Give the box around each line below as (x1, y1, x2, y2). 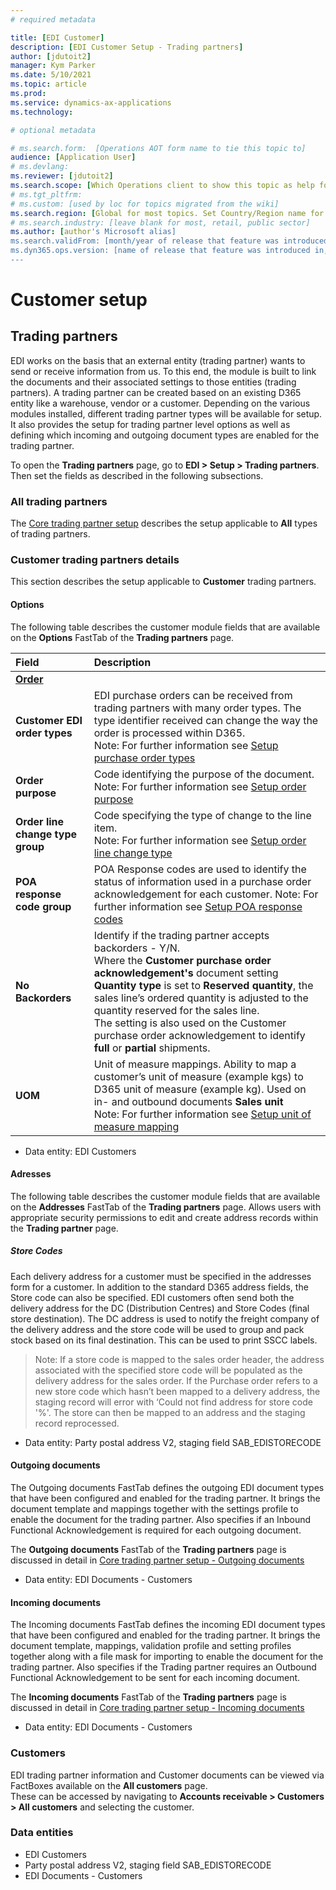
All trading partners (10, 494, 108, 508)
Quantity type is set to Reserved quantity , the (93, 978, 314, 992)
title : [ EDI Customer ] (10, 32, 105, 43)
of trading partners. (10, 528, 91, 540)
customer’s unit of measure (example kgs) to (93, 1069, 304, 1083)
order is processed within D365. (93, 726, 246, 740)
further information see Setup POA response (93, 899, 303, 913)
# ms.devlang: (10, 162, 70, 172)
